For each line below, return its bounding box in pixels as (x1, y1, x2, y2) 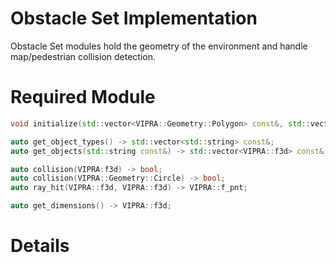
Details (10, 235, 70, 257)
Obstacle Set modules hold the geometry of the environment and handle (10, 40, 308, 52)
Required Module (10, 86, 156, 109)
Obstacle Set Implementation (10, 7, 258, 30)
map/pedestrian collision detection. (10, 50, 157, 62)
